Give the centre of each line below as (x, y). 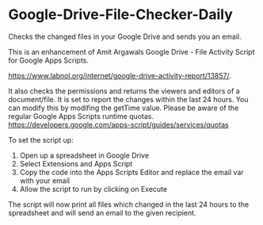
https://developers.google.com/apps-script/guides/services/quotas (118, 124)
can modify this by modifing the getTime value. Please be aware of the (124, 108)
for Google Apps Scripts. (49, 60)
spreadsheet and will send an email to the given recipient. (102, 212)
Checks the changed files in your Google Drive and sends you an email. (125, 36)
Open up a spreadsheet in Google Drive (84, 155)
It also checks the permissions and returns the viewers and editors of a (124, 91)
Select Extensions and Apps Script (76, 163)
